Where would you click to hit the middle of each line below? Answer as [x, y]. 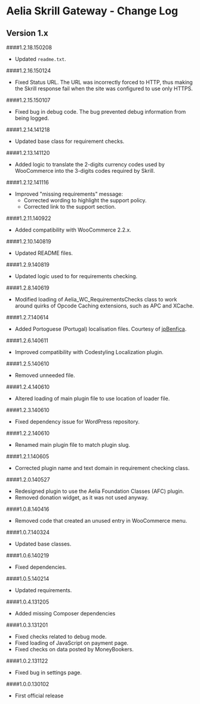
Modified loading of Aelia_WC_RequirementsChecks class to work [96, 299]
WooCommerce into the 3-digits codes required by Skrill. [85, 171]
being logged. [32, 118]
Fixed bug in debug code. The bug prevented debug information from [100, 112]
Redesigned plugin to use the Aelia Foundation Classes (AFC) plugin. [99, 491]
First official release [39, 696]
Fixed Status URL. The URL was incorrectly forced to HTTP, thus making [104, 82]
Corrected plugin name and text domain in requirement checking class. [102, 468]
